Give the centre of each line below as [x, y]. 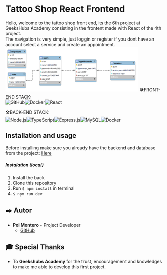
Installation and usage [41, 135]
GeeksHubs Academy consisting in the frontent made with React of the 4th [83, 28]
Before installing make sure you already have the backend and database [80, 148]
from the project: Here [28, 153]
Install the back [28, 177]
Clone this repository [34, 183]
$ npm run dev [27, 194]
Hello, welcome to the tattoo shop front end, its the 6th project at [73, 23]
